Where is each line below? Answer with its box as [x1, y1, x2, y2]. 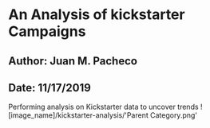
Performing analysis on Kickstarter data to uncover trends [8, 102, 199, 112]
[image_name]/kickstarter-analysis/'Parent [8, 111, 149, 120]
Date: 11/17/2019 [8, 81, 92, 95]
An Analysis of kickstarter [8, 6, 185, 24]
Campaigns [8, 22, 86, 41]
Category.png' [150, 111, 198, 120]
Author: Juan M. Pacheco [8, 54, 138, 68]
